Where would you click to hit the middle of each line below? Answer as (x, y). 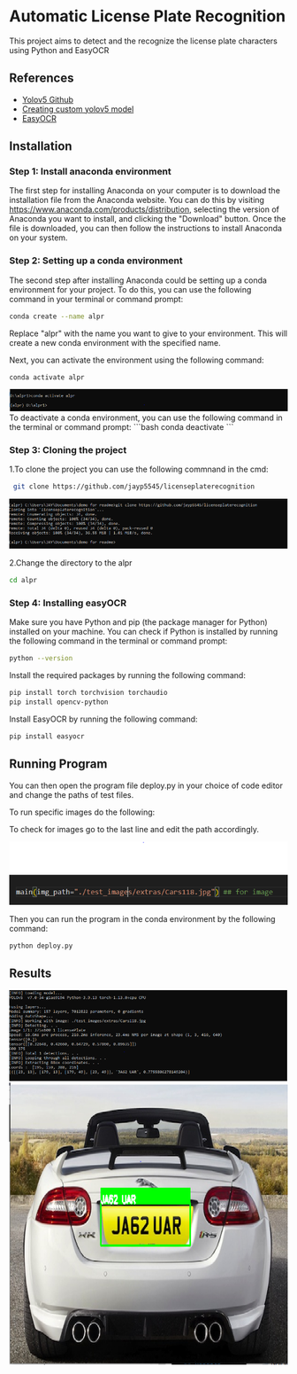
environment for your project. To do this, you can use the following (130, 289)
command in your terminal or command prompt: (96, 299)
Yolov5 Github (47, 99)
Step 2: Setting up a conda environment (96, 261)
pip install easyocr (47, 737)
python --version (41, 659)
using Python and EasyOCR (59, 50)
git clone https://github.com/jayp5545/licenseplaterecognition (133, 487)
